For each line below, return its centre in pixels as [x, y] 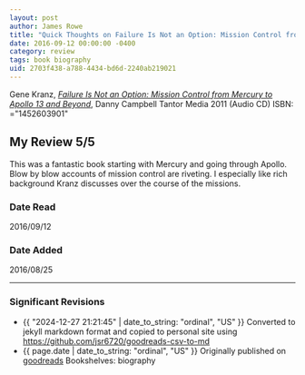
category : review [42, 52]
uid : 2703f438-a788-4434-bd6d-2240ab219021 [93, 69]
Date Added [36, 250]
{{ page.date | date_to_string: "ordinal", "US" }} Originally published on [154, 350]
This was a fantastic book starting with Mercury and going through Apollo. [148, 163]
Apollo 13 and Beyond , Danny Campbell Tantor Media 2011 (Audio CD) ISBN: [152, 104]
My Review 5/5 [52, 142]
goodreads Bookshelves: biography [89, 360]
